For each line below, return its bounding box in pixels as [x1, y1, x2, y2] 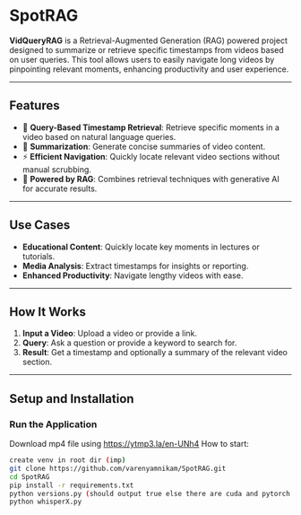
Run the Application [9, 418, 98, 431]
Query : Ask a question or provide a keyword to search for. [21, 337, 237, 348]
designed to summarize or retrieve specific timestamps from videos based [9, 44, 284, 55]
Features [9, 98, 60, 113]
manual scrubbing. [21, 163, 92, 175]
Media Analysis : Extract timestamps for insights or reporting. [21, 260, 249, 271]
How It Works [9, 304, 87, 319]
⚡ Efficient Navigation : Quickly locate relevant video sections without [21, 151, 280, 161]
